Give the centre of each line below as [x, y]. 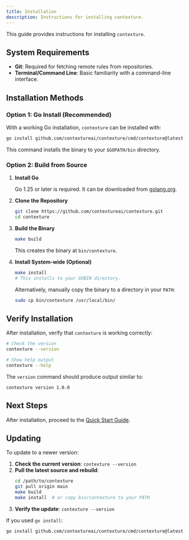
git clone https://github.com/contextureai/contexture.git [89, 212]
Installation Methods [45, 98]
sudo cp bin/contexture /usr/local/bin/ [65, 300]
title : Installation [32, 12]
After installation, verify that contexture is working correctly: [79, 333]
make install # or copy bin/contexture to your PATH [82, 497]
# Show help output [30, 360]
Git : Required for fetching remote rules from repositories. [84, 67]
